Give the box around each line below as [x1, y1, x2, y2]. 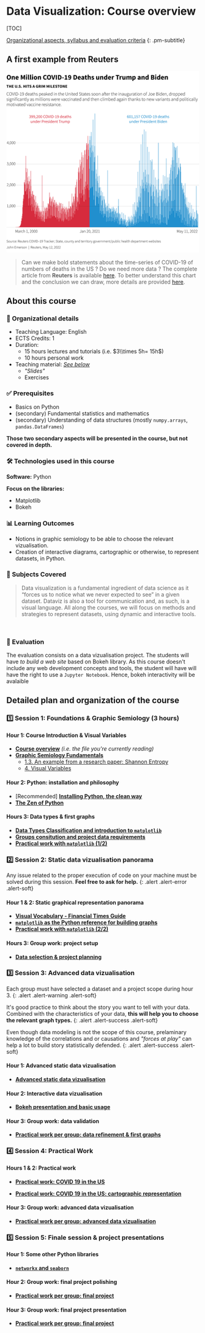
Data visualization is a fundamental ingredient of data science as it [21, 584, 189, 592]
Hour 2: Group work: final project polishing [6, 1278, 117, 1286]
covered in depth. [6, 441, 53, 449]
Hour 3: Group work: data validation [6, 1117, 100, 1124]
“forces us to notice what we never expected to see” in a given [21, 590, 180, 598]
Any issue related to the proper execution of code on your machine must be [6, 871, 197, 879]
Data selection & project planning [15, 953, 102, 960]
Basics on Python [15, 403, 60, 411]
